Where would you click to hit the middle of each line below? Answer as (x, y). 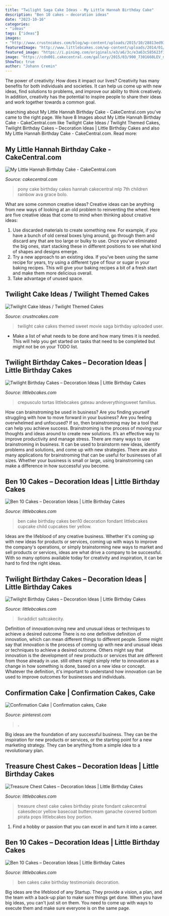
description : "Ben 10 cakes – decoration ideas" (57, 15)
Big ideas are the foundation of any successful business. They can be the (81, 734)
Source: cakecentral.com (31, 179)
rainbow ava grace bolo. (43, 194)
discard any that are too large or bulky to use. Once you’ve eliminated (84, 241)
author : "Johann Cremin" (31, 66)
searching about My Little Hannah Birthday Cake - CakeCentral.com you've (83, 112)
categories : (18, 24)
